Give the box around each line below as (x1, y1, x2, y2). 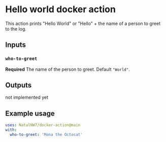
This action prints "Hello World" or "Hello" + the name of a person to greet (5, 20, 161, 26)
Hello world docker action (5, 4, 116, 15)
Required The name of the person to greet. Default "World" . (5, 66, 130, 72)
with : (5, 127, 17, 133)
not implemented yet (5, 94, 49, 100)
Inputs (5, 41, 26, 49)
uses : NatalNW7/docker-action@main (5, 123, 81, 128)
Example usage (5, 109, 55, 118)
